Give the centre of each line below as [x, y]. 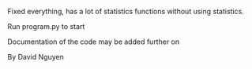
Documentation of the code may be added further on [94, 42]
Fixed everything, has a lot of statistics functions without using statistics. [126, 11]
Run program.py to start [46, 26]
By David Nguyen [36, 57]
